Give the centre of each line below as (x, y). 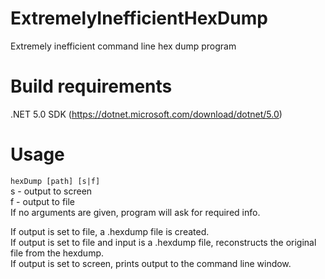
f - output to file (43, 201)
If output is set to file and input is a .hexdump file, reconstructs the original (163, 242)
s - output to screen (51, 191)
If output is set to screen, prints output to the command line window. (151, 263)
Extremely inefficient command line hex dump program (123, 46)
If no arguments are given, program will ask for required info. (135, 212)
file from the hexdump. (57, 253)
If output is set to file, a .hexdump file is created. (110, 231)
